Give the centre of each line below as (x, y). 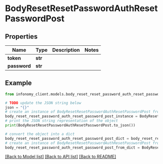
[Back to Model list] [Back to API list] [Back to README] (61, 157)
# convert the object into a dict (40, 134)
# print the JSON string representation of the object (62, 121)
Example (18, 83)
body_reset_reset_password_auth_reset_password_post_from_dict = (72, 148)
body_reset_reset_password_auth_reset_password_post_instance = (71, 116)
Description (66, 50)
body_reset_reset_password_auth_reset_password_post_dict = (67, 138)
